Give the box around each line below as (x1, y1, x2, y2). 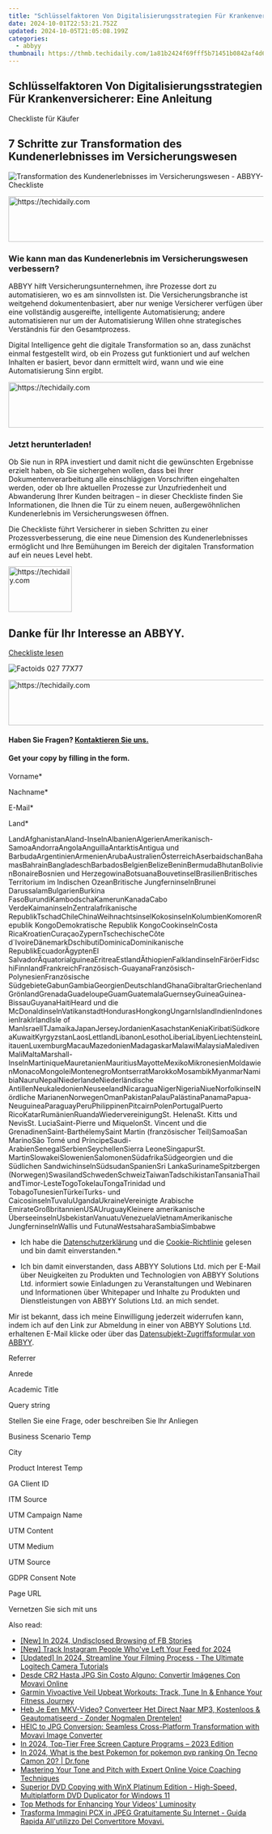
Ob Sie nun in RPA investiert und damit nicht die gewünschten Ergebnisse (8, 457, 253, 467)
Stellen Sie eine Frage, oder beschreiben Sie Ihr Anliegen (8, 1415, 198, 1426)
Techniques (19, 1773, 60, 1783)
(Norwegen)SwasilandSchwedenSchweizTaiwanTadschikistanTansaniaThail (8, 1170, 261, 1179)
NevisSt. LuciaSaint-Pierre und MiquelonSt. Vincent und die (8, 1118, 207, 1128)
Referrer (8, 1353, 36, 1363)
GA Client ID (8, 1478, 49, 1488)
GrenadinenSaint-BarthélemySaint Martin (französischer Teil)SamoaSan (8, 1127, 248, 1137)
